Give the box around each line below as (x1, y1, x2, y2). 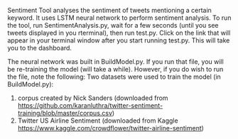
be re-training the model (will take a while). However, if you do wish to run (7, 65, 224, 73)
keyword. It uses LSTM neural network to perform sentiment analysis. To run (7, 13, 232, 22)
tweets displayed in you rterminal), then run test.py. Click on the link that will (7, 28, 231, 37)
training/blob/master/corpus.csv (17, 109, 112, 117)
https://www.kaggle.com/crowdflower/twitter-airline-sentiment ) (17, 124, 205, 132)
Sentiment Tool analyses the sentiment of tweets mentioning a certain (7, 6, 212, 14)
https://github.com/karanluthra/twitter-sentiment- (17, 101, 163, 109)
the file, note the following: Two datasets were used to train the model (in (7, 72, 222, 81)
